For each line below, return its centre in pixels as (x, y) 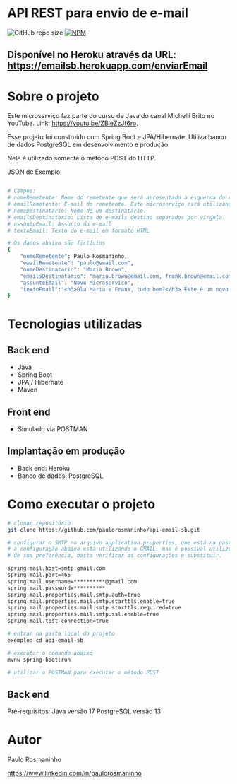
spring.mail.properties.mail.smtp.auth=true (74, 595)
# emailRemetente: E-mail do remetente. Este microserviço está (104, 204)
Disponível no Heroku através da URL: (92, 55)
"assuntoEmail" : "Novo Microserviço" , (77, 283)
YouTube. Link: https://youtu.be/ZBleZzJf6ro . (73, 123)
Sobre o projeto (53, 96)
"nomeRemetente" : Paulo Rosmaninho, (74, 257)
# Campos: (22, 191)
